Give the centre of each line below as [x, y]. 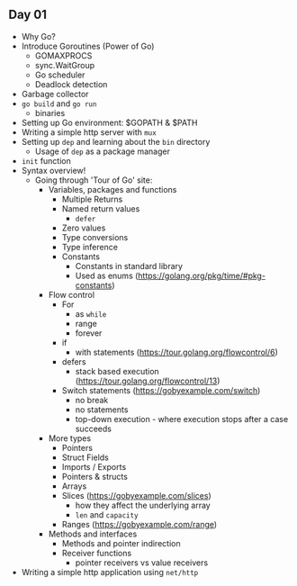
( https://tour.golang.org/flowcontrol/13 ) [148, 381]
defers [74, 361]
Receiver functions [97, 553]
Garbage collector [55, 94]
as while [91, 313]
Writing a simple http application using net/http [110, 572]
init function [46, 160]
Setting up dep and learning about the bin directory [116, 141]
